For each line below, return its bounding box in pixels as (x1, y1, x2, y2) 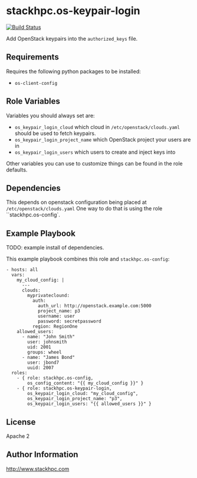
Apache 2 (6, 433, 30, 440)
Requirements (6, 52, 59, 62)
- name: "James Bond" (21, 355, 75, 361)
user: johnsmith (27, 339, 67, 345)
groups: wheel (27, 350, 62, 355)
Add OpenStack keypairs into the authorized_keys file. (6, 35, 138, 42)
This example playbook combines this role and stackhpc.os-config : (6, 255, 170, 263)
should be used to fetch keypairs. (14, 130, 96, 137)
